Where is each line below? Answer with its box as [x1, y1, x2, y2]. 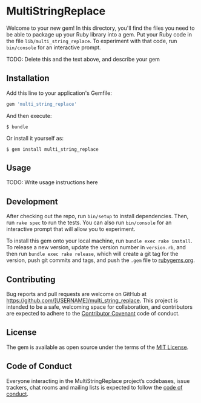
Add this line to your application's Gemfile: [6, 89, 112, 97]
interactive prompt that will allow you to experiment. [6, 226, 136, 233]
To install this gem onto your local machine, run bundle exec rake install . [6, 237, 193, 244]
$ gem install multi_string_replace [6, 146, 99, 153]
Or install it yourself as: [6, 134, 64, 142]
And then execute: [6, 112, 52, 119]
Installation [6, 73, 50, 83]
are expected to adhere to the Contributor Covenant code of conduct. [6, 310, 180, 317]
